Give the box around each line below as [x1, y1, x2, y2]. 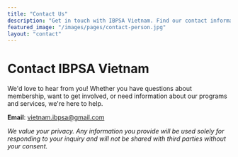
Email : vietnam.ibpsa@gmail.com [7, 113, 105, 121]
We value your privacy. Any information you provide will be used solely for [7, 127, 225, 136]
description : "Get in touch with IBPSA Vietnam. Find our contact [7, 17, 208, 24]
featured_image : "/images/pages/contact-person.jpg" [7, 23, 166, 31]
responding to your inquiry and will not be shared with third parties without [7, 134, 227, 143]
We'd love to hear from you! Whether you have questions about [7, 85, 193, 93]
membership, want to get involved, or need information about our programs [7, 92, 228, 100]
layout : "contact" [7, 30, 62, 38]
